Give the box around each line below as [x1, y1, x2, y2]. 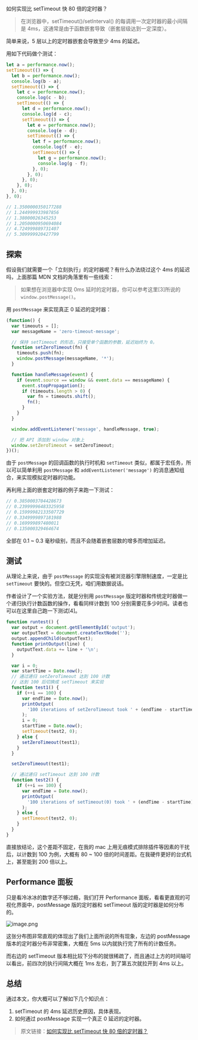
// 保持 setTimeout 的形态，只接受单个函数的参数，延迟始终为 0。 [11, 339, 157, 345]
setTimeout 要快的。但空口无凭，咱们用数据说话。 [6, 580, 127, 587]
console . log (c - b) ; [16, 95, 67, 101]
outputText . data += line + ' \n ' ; [16, 646, 99, 653]
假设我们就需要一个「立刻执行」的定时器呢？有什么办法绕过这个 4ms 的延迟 [6, 266, 190, 273]
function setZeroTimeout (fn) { [11, 344, 88, 351]
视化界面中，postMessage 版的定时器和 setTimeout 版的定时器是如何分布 [6, 901, 184, 908]
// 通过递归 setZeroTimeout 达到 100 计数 [11, 674, 110, 680]
